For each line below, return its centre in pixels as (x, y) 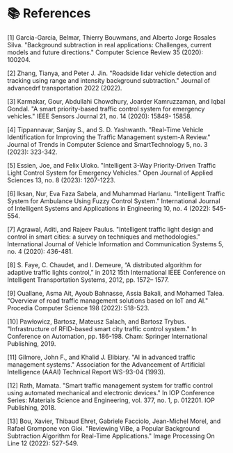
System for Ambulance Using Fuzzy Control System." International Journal (114, 201)
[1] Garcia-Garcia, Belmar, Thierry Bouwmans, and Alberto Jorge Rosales (112, 37)
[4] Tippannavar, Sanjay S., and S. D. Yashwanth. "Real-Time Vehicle (105, 129)
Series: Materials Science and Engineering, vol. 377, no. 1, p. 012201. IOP (111, 400)
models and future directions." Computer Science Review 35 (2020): (105, 52)
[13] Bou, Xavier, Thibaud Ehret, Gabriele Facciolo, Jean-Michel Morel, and (114, 421)
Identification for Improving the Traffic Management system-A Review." (109, 137)
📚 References (49, 14)
